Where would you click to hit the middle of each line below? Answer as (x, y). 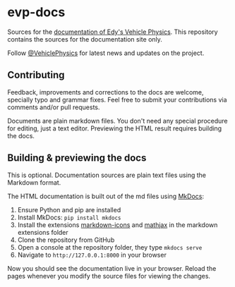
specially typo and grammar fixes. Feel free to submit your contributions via (117, 99)
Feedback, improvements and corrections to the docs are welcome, (106, 92)
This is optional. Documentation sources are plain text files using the (107, 175)
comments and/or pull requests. (54, 107)
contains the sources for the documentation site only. (85, 39)
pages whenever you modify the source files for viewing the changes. (109, 276)
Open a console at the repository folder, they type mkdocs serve (110, 247)
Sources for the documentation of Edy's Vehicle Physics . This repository (113, 32)
